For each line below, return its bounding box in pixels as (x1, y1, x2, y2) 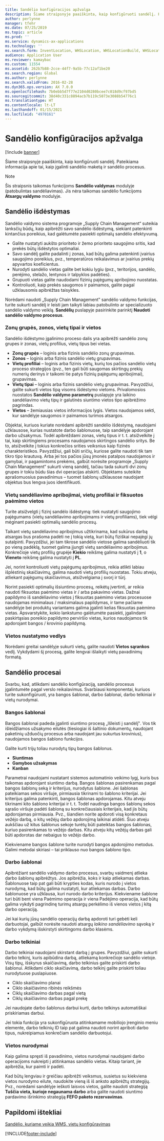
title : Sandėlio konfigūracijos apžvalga (5, 7, 91, 12)
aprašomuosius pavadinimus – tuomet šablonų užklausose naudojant (5, 474, 144, 480)
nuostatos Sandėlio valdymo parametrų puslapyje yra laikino (12, 392, 136, 397)
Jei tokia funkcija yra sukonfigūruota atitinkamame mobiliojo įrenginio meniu (5, 1020, 158, 1025)
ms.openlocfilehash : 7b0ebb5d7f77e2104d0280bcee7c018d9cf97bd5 (5, 89, 137, 94)
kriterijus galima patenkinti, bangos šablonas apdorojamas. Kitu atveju (5, 795, 146, 801)
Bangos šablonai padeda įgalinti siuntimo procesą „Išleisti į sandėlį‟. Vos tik (5, 720, 156, 726)
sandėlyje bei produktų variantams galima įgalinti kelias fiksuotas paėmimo (5, 605, 155, 611)
